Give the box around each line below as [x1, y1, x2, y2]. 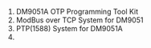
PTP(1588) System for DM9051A [15, 24, 123, 33]
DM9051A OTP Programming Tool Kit [15, 7, 139, 16]
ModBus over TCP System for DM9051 [15, 15, 144, 25]
